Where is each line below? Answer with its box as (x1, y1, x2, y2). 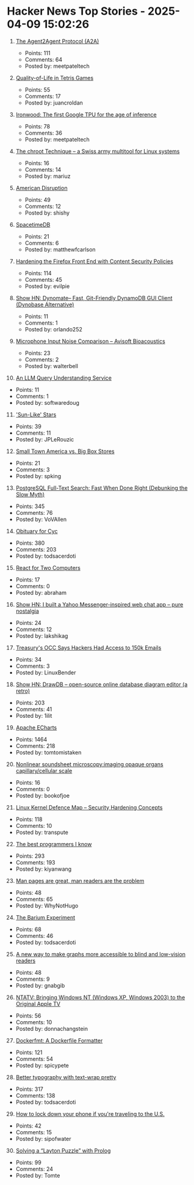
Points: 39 (15, 423, 41, 430)
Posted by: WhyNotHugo (15, 902, 79, 909)
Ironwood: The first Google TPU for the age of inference (15, 111, 157, 118)
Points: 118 (15, 815, 43, 823)
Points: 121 (15, 1049, 43, 1056)
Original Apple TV (15, 1000, 60, 1007)
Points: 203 (15, 699, 45, 706)
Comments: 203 (15, 545, 57, 553)
